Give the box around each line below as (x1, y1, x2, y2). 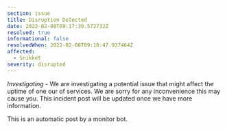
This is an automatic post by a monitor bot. (7, 114, 128, 123)
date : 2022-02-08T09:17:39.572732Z (7, 23, 109, 29)
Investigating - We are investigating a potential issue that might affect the (7, 79, 214, 88)
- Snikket (13, 55, 41, 62)
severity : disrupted (7, 61, 67, 68)
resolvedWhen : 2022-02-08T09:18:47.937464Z (7, 42, 134, 49)
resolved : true (7, 29, 51, 36)
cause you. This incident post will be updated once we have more (7, 94, 193, 103)
